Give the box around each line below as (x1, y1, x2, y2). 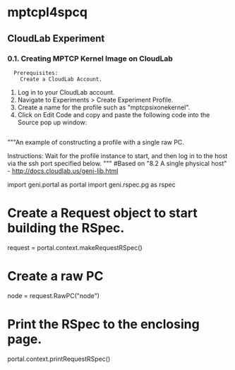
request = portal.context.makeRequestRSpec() (7, 243, 143, 251)
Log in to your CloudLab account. (17, 88, 115, 96)
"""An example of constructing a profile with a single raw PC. (7, 138, 185, 146)
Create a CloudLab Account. (20, 76, 102, 83)
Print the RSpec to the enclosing (7, 316, 200, 332)
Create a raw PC (7, 268, 104, 284)
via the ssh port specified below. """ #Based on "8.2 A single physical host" (7, 159, 227, 167)
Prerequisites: (13, 69, 59, 76)
